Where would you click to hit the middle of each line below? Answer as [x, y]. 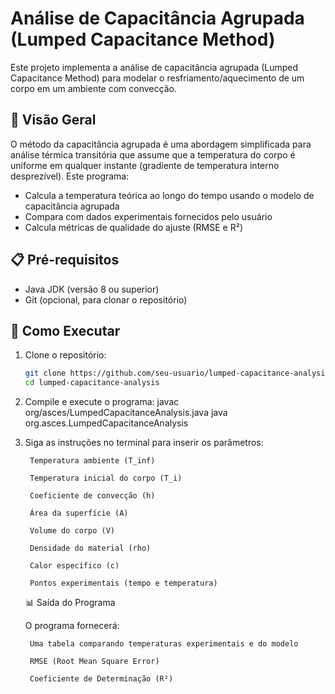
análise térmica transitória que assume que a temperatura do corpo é [153, 154]
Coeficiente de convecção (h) [92, 496]
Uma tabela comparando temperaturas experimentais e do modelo [164, 644]
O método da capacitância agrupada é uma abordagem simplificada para [161, 144]
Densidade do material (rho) [90, 548]
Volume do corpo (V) [72, 531]
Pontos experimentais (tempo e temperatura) [123, 583]
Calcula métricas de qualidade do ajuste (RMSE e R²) [134, 227]
